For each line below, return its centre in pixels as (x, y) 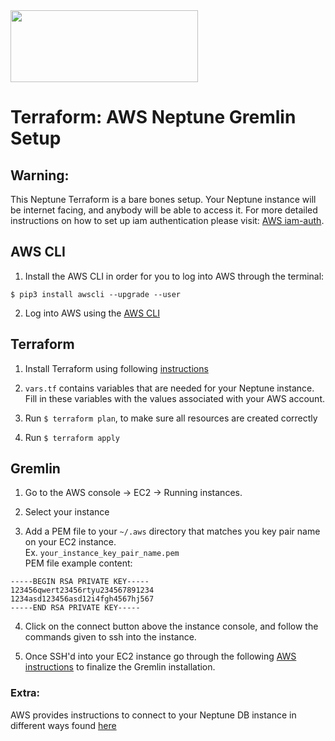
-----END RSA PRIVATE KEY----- (75, 608)
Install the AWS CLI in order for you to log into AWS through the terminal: (174, 276)
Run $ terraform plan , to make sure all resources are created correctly (171, 418)
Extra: (25, 693)
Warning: (40, 175)
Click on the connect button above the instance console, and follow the (171, 626)
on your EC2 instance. (70, 542)
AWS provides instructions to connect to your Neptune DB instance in (153, 715)
